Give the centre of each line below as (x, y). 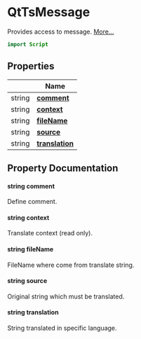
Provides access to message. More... (61, 32)
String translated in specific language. (62, 328)
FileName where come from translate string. (71, 265)
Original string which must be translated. (66, 296)
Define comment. (32, 202)
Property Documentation (63, 168)
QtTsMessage (49, 12)
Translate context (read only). (50, 233)
